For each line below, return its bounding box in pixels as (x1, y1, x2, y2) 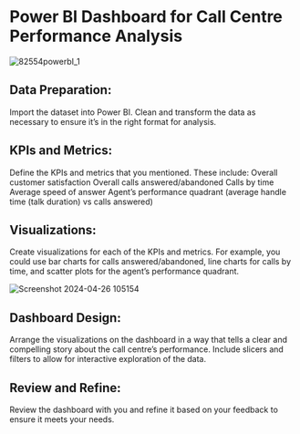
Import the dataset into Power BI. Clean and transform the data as (9, 107, 256, 118)
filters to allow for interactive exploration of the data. (9, 354, 207, 365)
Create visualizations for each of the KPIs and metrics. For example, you (9, 246, 281, 257)
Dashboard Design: (9, 310, 121, 325)
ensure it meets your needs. (9, 414, 115, 425)
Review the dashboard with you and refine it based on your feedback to (9, 404, 278, 415)
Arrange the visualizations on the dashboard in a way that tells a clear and (9, 335, 288, 346)
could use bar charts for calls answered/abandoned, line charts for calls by (9, 256, 292, 267)
